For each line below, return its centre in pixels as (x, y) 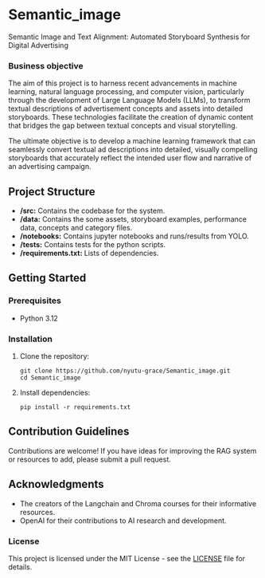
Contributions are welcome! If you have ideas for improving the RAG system (132, 450)
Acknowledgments (57, 484)
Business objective (46, 65)
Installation (31, 339)
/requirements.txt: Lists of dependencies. (89, 254)
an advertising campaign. (50, 167)
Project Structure (52, 192)
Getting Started (47, 278)
